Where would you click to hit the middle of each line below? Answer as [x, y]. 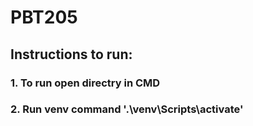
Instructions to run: [71, 54]
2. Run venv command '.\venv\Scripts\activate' [127, 109]
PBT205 [44, 17]
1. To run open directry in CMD [85, 83]
